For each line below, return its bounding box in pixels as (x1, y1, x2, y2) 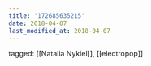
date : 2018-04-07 (8, 19, 67, 27)
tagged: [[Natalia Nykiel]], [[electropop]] (8, 49, 144, 59)
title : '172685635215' (8, 11, 85, 20)
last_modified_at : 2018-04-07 (8, 27, 111, 35)
